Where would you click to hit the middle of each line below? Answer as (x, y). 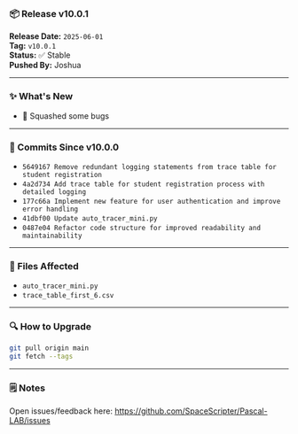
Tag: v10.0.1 (33, 46)
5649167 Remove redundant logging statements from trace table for (149, 167)
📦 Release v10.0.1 (49, 13)
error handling (50, 209)
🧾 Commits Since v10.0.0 (64, 147)
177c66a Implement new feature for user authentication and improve (151, 201)
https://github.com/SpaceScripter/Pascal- (191, 411)
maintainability (52, 236)
